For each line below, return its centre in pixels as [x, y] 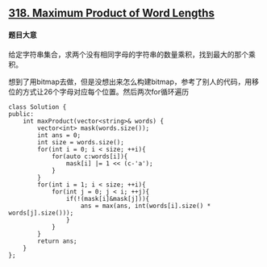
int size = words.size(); [81, 142]
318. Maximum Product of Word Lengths [112, 13]
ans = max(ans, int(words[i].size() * [146, 206]
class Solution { [38, 107]
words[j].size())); [41, 213]
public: [21, 114]
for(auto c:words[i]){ [90, 156]
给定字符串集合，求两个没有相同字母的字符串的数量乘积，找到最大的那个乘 [132, 54]
